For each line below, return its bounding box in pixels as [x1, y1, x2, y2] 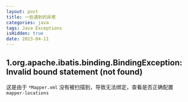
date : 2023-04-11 [6, 36, 49, 42]
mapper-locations [6, 90, 49, 96]
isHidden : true [6, 31, 44, 37]
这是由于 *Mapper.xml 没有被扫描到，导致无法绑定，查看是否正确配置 [6, 83, 174, 90]
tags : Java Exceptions [6, 25, 62, 31]
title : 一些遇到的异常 [6, 14, 56, 20]
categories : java [6, 19, 49, 25]
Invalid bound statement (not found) [6, 67, 143, 77]
